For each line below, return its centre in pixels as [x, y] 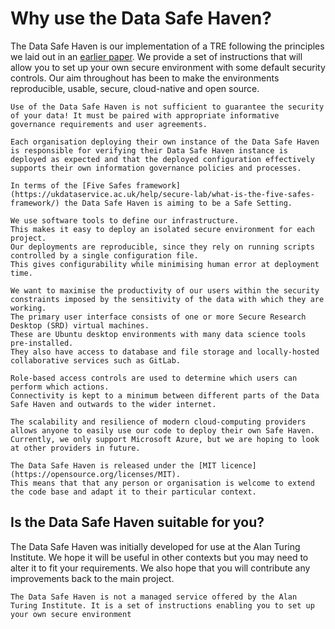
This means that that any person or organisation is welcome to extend [162, 483]
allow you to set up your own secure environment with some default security [168, 67]
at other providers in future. [75, 448]
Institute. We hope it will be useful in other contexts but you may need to [159, 557]
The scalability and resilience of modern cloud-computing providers [158, 422]
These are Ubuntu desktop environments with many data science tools [158, 334]
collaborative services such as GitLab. [96, 360]
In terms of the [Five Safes [71, 185]
